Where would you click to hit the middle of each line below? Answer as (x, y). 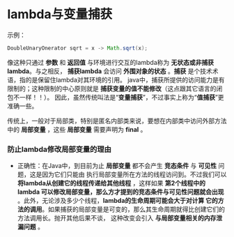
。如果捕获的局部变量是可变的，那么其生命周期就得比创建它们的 (133, 209)
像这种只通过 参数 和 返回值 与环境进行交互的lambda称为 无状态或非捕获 (111, 62)
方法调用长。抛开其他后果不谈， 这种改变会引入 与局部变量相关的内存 (117, 218)
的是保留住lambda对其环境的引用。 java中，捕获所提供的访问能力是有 (125, 79)
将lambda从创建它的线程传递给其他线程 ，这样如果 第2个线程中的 (111, 183)
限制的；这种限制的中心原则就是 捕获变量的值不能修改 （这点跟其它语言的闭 (115, 89)
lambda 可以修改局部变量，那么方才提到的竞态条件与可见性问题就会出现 (120, 192)
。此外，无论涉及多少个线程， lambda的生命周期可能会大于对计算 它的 (117, 201)
